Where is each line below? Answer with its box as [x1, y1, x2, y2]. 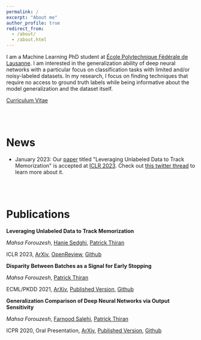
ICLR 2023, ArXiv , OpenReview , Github [6, 250, 102, 258]
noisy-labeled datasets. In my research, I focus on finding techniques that [6, 73, 188, 79]
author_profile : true [6, 20, 61, 26]
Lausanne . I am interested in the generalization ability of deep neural [6, 59, 176, 67]
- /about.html [11, 37, 47, 43]
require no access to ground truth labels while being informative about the [6, 79, 190, 86]
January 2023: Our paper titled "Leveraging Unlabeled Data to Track [14, 156, 185, 163]
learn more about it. [14, 168, 64, 175]
